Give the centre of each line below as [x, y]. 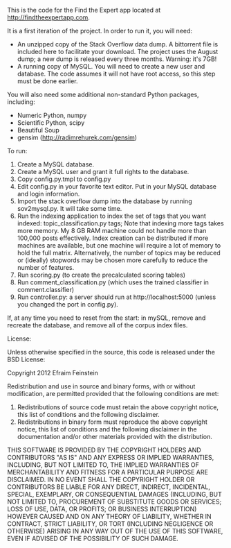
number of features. [46, 267]
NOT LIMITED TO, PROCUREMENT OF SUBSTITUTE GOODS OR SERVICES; [114, 502]
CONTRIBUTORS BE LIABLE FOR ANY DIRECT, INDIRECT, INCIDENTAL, [109, 487]
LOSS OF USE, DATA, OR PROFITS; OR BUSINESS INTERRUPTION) [102, 509]
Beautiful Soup [38, 130]
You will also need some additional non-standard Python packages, [103, 94]
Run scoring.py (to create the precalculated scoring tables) [101, 275]
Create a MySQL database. [56, 164]
